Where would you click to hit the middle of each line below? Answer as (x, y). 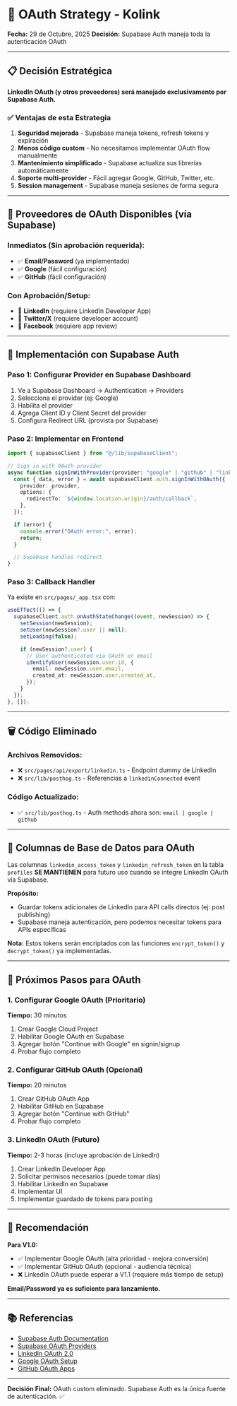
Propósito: (23, 894)
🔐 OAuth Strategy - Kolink (84, 14)
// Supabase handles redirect (58, 557)
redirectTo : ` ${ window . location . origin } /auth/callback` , (111, 499)
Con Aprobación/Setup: (49, 295)
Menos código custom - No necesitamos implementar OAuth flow (114, 148)
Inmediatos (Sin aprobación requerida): (76, 245)
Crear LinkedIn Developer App (61, 1169)
